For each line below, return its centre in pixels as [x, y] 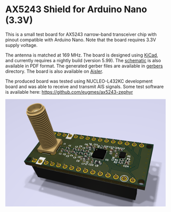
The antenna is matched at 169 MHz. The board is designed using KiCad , [82, 55]
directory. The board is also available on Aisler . [54, 71]
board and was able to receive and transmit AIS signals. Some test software [84, 86]
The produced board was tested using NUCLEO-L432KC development [79, 81]
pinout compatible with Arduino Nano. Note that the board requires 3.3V [81, 40]
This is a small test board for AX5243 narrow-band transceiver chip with [81, 34]
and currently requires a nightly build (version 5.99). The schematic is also [83, 60]
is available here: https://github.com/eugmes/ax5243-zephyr [69, 92]
